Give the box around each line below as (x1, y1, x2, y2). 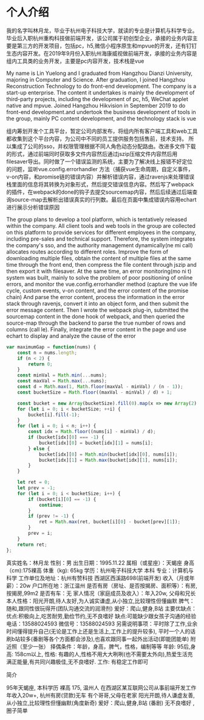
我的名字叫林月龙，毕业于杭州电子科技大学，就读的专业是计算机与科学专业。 (6, 27, 198, 34)
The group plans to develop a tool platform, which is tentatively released (6, 216, 187, 223)
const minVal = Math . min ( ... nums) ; (17, 372, 107, 378)
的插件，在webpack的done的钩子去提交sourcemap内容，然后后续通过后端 (6, 188, 192, 196)
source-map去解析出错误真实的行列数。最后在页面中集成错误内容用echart (11, 196, 197, 203)
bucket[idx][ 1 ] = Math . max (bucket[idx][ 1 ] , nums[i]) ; (38, 457, 178, 463)
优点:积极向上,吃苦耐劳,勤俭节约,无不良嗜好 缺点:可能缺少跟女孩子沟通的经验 (6, 612, 197, 619)
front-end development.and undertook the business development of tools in (6, 108, 196, 116)
